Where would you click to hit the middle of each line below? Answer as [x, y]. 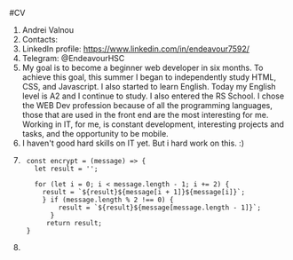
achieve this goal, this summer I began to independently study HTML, [149, 77]
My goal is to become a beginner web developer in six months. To [143, 67]
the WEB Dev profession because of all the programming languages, [147, 105]
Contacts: [40, 39]
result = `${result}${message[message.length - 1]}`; [160, 208]
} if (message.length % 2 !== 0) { [108, 200]
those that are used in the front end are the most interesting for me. [145, 115]
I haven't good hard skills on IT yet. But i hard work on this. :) [133, 143]
